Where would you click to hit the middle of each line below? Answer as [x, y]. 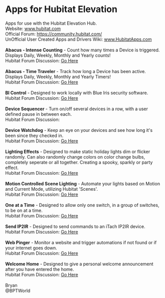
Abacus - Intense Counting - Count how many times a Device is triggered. [82, 50]
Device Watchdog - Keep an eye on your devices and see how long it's [79, 130]
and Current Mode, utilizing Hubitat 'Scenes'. [52, 189]
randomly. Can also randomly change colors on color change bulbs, [75, 157]
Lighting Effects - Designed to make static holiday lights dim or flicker [78, 152]
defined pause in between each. [38, 114]
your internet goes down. [31, 248]
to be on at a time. [24, 210]
